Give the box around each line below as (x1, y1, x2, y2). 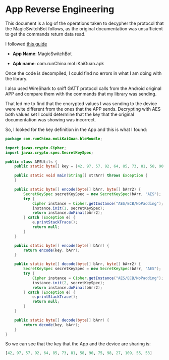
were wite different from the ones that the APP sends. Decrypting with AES (5, 106, 161, 112)
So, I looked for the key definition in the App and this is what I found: (5, 126, 147, 132)
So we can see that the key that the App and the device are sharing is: (5, 341, 151, 347)
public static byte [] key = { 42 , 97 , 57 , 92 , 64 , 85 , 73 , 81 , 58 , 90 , (14, 164, 166, 169)
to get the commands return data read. (5, 31, 86, 37)
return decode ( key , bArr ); (23, 322, 80, 327)
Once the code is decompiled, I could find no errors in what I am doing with (5, 70, 162, 76)
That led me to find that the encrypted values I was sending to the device (5, 100, 157, 107)
